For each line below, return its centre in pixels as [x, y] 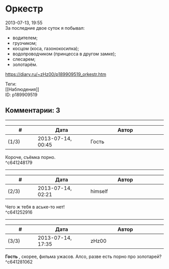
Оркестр [24, 9]
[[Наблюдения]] [22, 89]
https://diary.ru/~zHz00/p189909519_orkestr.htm [56, 74]
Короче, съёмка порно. [30, 157]
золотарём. [25, 64]
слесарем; [24, 59]
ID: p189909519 [21, 95]
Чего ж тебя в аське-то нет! [35, 207]
